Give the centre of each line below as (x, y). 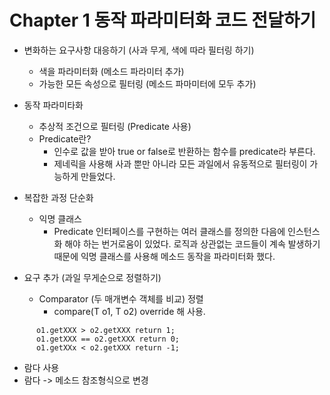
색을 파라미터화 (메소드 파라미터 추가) (111, 71)
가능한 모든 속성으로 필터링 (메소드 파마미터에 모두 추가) (147, 83)
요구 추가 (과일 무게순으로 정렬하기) (92, 277)
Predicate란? (65, 138)
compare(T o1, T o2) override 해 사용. (129, 311)
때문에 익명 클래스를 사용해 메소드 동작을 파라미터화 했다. (164, 256)
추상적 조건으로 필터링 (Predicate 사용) (115, 126)
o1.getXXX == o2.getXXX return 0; (108, 339)
